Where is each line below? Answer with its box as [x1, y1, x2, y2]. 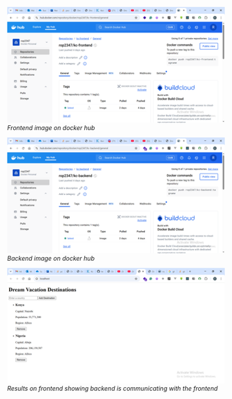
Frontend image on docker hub [7, 123, 95, 131]
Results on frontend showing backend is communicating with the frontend [7, 384, 218, 393]
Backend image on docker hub [7, 254, 95, 262]
